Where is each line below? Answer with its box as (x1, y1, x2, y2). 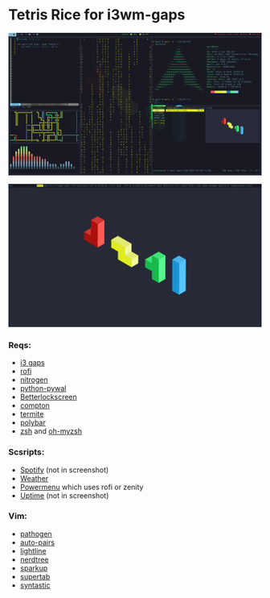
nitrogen (19, 375, 48, 384)
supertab (19, 571, 51, 581)
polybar (19, 417, 46, 428)
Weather (19, 473, 49, 483)
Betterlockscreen (19, 392, 78, 402)
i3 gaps (19, 358, 46, 368)
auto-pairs (19, 538, 55, 547)
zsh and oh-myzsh (19, 426, 83, 436)
